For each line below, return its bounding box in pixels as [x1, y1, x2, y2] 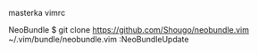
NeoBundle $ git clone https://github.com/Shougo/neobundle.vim [8, 25, 249, 34]
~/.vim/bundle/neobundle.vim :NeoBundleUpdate [8, 34, 189, 44]
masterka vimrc [8, 8, 66, 18]
